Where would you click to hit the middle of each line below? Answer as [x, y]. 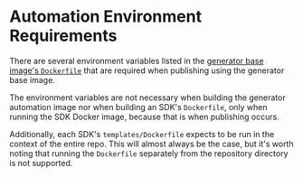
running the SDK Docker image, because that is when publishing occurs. [145, 116]
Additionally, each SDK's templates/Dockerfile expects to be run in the [142, 134]
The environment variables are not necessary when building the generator [148, 98]
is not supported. [41, 163]
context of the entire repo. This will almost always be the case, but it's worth [151, 144]
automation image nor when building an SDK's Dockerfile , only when [139, 107]
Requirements [63, 36]
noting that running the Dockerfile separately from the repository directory [149, 153]
